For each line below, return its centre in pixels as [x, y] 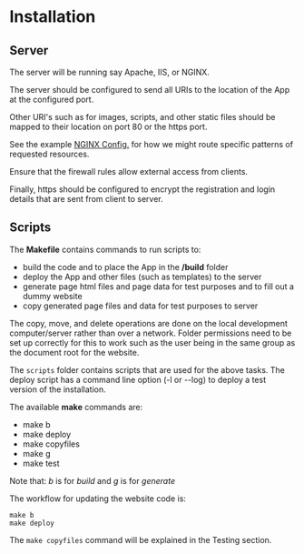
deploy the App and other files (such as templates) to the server [142, 277]
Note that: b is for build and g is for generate [92, 480]
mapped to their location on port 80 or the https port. [108, 126]
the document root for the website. [74, 352]
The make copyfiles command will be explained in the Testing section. [141, 539]
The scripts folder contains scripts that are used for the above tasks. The [147, 369]
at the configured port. [52, 99]
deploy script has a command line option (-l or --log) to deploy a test [137, 379]
